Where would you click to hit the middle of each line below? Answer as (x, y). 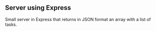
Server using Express (38, 8)
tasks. (11, 24)
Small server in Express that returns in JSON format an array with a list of (78, 19)
